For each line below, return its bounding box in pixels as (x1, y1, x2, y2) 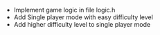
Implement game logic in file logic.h (13, 6, 116, 14)
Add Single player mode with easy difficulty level (13, 13, 154, 21)
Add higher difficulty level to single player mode (13, 21, 151, 28)
